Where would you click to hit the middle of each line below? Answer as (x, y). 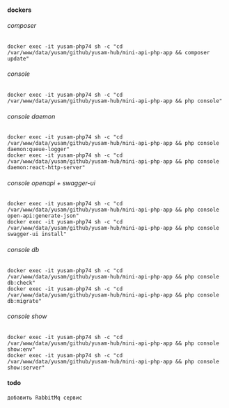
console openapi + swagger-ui (52, 183)
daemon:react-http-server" (46, 168)
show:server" (26, 368)
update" (18, 58)
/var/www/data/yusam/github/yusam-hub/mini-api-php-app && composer (109, 52)
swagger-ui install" (37, 234)
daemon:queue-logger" (39, 150)
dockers (19, 10)
